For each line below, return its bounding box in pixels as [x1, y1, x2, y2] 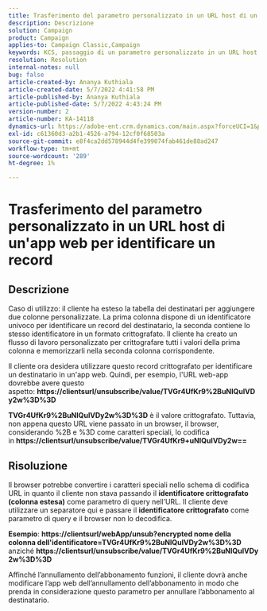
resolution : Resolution [8, 56, 87, 64]
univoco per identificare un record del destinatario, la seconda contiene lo [8, 321, 250, 331]
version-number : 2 [8, 108, 69, 116]
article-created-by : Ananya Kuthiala [8, 78, 133, 86]
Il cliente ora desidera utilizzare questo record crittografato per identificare [8, 362, 253, 371]
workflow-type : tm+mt [8, 145, 80, 153]
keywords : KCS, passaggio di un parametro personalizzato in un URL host [8, 48, 258, 56]
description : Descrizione [8, 19, 94, 27]
